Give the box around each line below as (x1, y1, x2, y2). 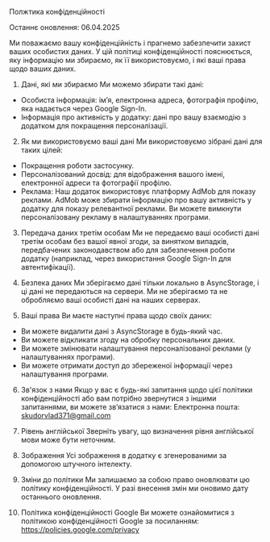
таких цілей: (20, 145, 63, 154)
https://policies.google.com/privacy (20, 525, 139, 534)
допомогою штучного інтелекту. (20, 460, 132, 468)
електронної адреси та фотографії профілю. (20, 178, 172, 187)
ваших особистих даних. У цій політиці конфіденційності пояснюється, (9, 47, 253, 56)
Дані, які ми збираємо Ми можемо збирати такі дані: (20, 80, 205, 89)
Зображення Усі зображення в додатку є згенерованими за (20, 451, 227, 460)
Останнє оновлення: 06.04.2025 (9, 23, 120, 32)
